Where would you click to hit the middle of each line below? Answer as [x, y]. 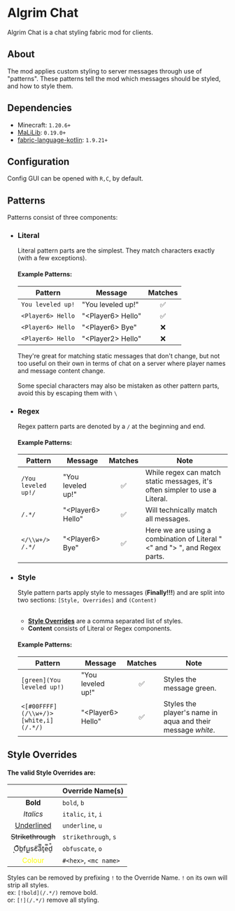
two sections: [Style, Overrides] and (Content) [87, 600]
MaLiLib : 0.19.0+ [42, 132]
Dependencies [40, 108]
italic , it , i [83, 814]
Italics [33, 814]
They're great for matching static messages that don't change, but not [119, 355]
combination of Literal [181, 539]
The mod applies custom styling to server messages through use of [105, 71]
